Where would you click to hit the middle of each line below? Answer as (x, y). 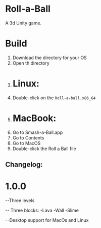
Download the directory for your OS (49, 58)
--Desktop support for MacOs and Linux (47, 220)
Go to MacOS (27, 143)
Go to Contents (28, 137)
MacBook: (34, 118)
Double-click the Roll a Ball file (44, 149)
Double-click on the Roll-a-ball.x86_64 (54, 98)
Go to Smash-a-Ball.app (38, 132)
